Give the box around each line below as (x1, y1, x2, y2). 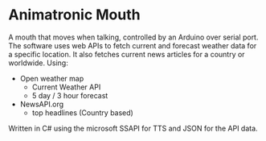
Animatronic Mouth (8, 6, 141, 24)
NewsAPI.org (19, 99, 64, 109)
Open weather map (19, 73, 84, 83)
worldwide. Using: (8, 58, 68, 68)
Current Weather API (31, 82, 101, 92)
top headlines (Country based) (31, 107, 134, 118)
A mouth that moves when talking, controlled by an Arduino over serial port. (8, 32, 259, 42)
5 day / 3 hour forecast (31, 90, 108, 100)
